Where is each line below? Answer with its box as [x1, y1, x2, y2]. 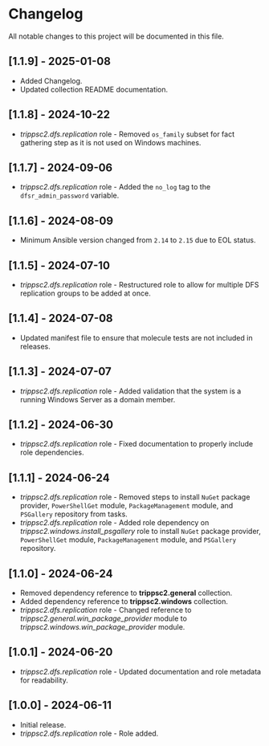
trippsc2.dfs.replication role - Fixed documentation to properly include [19, 439, 254, 449]
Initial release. [19, 720, 67, 729]
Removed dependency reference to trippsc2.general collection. [19, 588, 233, 598]
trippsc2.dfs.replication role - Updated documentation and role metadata [19, 667, 262, 676]
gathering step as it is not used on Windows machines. [19, 137, 202, 147]
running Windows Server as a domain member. [19, 394, 176, 404]
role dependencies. [19, 447, 84, 458]
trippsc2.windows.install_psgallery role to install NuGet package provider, [19, 527, 261, 536]
